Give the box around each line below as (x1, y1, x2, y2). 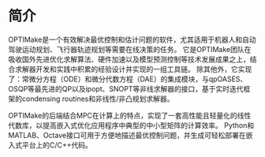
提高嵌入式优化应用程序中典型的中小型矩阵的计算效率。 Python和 (42, 120, 255, 130)
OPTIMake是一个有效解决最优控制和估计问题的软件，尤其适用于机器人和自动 (8, 35, 256, 44)
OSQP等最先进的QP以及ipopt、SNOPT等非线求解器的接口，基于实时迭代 (8, 84, 244, 93)
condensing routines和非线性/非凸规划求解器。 (21, 94, 174, 103)
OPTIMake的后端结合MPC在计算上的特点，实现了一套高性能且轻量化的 (8, 110, 238, 120)
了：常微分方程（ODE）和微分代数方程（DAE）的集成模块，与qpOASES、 (8, 74, 248, 84)
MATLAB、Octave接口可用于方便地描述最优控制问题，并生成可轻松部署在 (8, 130, 246, 140)
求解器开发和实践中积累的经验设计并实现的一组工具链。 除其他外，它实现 (14, 64, 252, 73)
